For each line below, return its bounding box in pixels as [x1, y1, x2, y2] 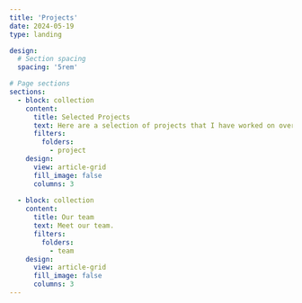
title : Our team [32, 213, 94, 222]
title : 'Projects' [9, 13, 78, 22]
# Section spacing [17, 55, 87, 64]
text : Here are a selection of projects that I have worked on [32, 120, 276, 130]
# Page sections [9, 79, 70, 88]
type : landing [9, 30, 63, 39]
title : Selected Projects [32, 112, 130, 121]
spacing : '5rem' [17, 63, 78, 72]
